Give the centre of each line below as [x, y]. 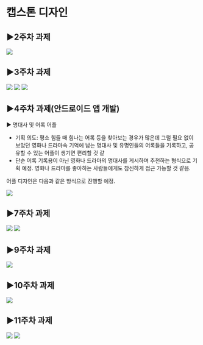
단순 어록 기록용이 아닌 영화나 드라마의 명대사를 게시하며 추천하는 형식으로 [103, 160]
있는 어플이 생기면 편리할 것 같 [69, 152]
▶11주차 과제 [30, 321]
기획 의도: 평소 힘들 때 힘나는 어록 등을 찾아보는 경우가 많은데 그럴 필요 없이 [104, 137]
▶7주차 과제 [28, 214]
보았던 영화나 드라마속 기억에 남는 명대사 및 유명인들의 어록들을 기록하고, [101, 145]
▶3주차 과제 [28, 72]
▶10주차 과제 [30, 285]
